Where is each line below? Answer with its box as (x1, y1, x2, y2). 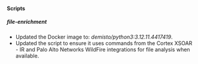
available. (15, 52, 39, 59)
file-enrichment (7, 18, 47, 25)
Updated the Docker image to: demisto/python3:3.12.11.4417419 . (15, 33, 173, 40)
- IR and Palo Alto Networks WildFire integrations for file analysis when (15, 46, 190, 53)
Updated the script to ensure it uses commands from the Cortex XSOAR (15, 39, 193, 47)
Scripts (7, 5, 26, 12)
